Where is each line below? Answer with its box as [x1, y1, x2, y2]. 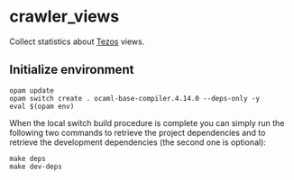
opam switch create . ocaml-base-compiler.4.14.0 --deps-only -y [9, 94, 260, 103]
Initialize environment [9, 62, 134, 77]
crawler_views [9, 6, 120, 27]
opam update [9, 85, 54, 95]
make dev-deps [9, 162, 63, 171]
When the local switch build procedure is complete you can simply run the [9, 117, 285, 128]
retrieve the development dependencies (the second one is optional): [9, 137, 266, 148]
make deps [9, 154, 47, 163]
